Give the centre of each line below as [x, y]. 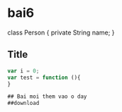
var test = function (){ [44, 77]
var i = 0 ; [23, 71]
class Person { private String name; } [61, 32]
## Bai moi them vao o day [47, 97]
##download [23, 104]
